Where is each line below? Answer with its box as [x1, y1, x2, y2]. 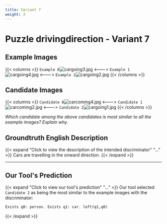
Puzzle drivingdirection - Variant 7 [5, 33, 150, 45]
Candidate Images [5, 85, 63, 94]
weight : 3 [5, 12, 26, 17]
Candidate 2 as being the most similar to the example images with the [5, 189, 148, 195]
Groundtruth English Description [5, 134, 108, 142]
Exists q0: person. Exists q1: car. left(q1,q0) [5, 204, 108, 209]
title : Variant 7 [5, 7, 41, 12]
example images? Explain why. [5, 119, 69, 125]
